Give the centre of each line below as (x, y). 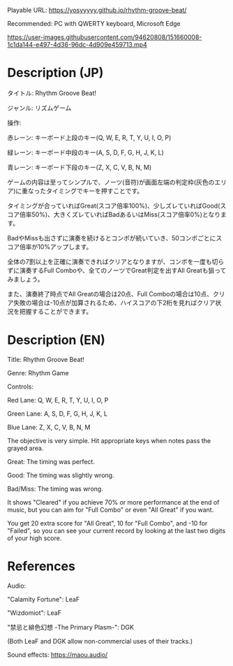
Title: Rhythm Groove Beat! (46, 359)
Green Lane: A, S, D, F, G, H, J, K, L (58, 413)
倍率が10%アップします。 (56, 247)
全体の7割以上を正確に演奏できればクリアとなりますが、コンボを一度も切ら (116, 261)
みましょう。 (25, 279)
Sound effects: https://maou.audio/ (58, 654)
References (41, 566)
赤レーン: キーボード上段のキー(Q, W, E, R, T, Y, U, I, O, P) (89, 137)
